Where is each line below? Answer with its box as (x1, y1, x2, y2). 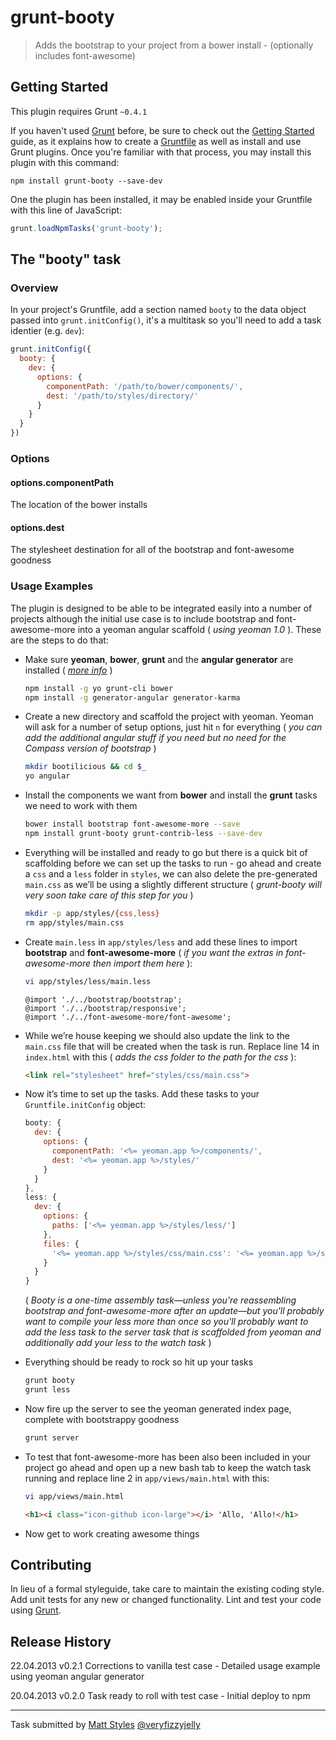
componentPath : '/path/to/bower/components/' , (46, 381, 244, 391)
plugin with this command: (10, 156, 120, 168)
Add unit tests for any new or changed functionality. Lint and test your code (10, 1594, 322, 1606)
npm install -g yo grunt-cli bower (24, 683, 174, 693)
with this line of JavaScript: (10, 204, 123, 216)
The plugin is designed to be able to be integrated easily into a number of (10, 602, 313, 614)
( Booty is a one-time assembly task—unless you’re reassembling (24, 1294, 297, 1306)
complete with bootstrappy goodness (24, 1413, 180, 1425)
